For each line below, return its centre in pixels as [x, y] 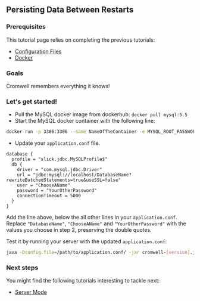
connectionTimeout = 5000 [49, 196]
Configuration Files [38, 51]
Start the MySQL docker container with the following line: [85, 121]
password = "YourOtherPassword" [57, 191]
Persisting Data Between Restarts [70, 10]
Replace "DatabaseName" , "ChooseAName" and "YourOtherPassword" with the [96, 224]
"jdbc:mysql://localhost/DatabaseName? [82, 175]
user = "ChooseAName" [43, 185]
